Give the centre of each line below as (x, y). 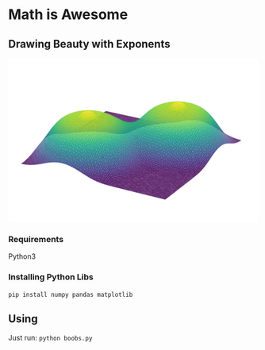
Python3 (22, 256)
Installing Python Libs (51, 277)
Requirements (36, 239)
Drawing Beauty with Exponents (89, 44)
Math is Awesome (68, 15)
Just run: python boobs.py (50, 338)
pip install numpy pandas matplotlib (71, 294)
